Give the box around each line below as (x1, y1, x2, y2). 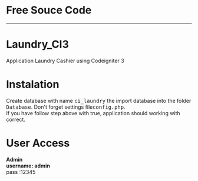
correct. (6, 116, 25, 123)
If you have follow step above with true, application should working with (6, 109, 181, 116)
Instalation (6, 78, 60, 91)
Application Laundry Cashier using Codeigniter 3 (6, 57, 125, 64)
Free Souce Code (6, 4, 92, 17)
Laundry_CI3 (6, 38, 69, 51)
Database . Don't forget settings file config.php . (6, 103, 126, 110)
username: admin (6, 162, 50, 169)
